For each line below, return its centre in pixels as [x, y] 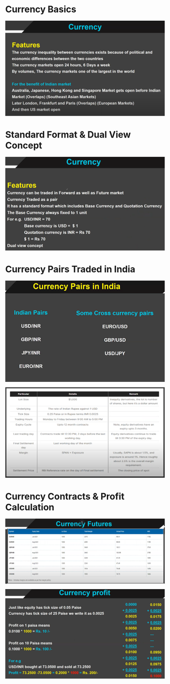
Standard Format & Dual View [68, 135]
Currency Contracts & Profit [65, 497]
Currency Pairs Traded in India [70, 269]
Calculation [30, 508]
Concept [24, 145]
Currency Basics [41, 9]
